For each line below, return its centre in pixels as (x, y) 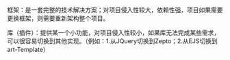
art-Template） (28, 50)
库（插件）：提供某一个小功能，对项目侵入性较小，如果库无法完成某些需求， (114, 33)
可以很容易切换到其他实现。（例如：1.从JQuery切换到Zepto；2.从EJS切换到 (112, 41)
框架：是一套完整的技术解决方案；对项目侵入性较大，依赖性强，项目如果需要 (115, 10)
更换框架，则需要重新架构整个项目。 (58, 18)
